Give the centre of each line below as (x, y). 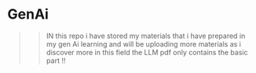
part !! (56, 61)
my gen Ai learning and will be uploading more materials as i (143, 43)
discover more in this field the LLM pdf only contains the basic (147, 52)
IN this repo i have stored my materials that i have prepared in (146, 36)
